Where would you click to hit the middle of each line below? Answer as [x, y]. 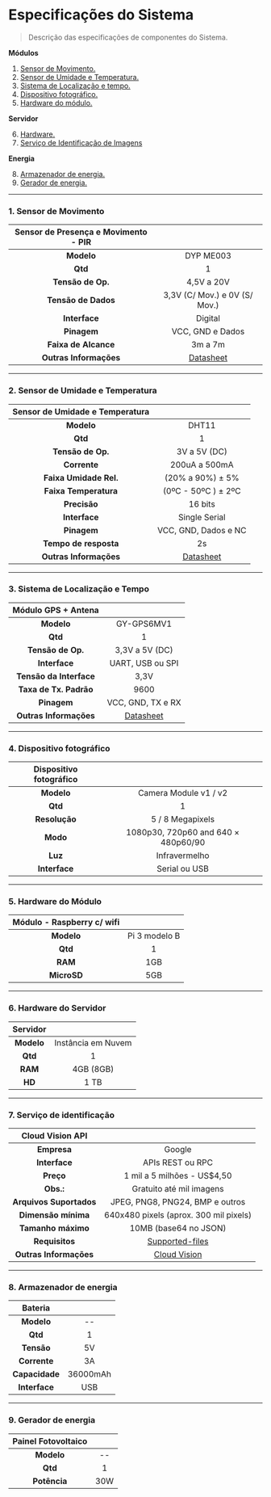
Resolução [56, 819]
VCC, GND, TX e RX [144, 702]
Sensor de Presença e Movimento [81, 232]
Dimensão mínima [54, 1215]
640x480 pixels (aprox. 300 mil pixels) [178, 1215]
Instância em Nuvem [93, 1042]
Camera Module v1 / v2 [183, 793]
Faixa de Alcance [81, 345]
